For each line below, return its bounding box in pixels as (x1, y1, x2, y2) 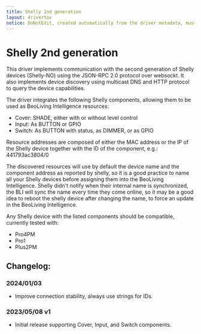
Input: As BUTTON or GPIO (14, 121, 82, 128)
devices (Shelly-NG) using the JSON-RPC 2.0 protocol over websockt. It (6, 72, 184, 79)
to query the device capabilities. (6, 85, 86, 92)
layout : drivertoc (6, 14, 52, 20)
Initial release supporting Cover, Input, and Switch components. (14, 321, 172, 329)
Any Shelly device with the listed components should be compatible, (6, 213, 175, 220)
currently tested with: (6, 219, 59, 227)
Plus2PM (14, 243, 37, 251)
